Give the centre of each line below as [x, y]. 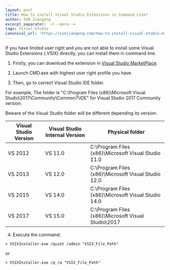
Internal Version [65, 135]
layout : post [19, 10]
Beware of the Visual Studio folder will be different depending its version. [81, 113]
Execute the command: [37, 235]
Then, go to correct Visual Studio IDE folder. [58, 83]
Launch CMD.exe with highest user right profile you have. [72, 73]
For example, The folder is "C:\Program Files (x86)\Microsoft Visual [75, 92]
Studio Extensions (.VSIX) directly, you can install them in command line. [81, 53]
